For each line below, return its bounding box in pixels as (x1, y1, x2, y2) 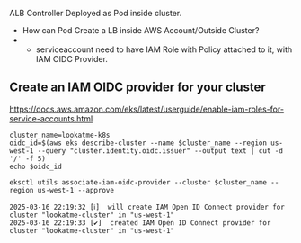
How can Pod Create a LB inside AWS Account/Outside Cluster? (22, 25, 260, 35)
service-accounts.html (9, 112, 93, 124)
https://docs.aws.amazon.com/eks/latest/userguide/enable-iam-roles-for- (9, 103, 285, 114)
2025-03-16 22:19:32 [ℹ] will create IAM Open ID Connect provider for (9, 202, 285, 211)
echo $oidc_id (9, 162, 63, 171)
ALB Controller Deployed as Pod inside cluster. (9, 8, 182, 18)
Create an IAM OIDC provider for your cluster (9, 80, 267, 95)
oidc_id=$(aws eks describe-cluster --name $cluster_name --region (9, 139, 268, 148)
